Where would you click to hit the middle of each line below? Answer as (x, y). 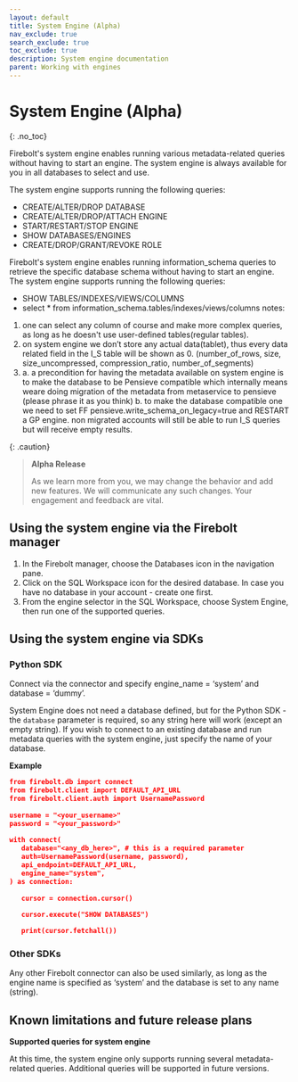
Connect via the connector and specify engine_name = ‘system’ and (134, 684)
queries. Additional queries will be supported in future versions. (153, 1069)
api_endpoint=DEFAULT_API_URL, (79, 865)
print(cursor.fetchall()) (69, 931)
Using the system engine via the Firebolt (123, 529)
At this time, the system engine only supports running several (121, 1059)
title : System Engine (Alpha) (65, 26)
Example (26, 766)
